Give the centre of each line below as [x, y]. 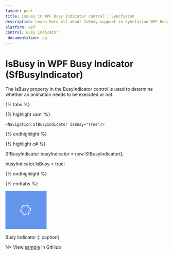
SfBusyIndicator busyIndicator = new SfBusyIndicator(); [65, 153]
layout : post [19, 11]
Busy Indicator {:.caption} [32, 237]
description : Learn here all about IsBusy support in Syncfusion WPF [82, 22]
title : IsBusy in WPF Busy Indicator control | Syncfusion [70, 16]
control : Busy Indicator [32, 33]
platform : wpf [21, 27]
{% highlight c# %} [25, 144]
